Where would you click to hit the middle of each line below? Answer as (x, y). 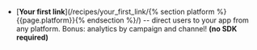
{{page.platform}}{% (51, 20)
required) (32, 37)
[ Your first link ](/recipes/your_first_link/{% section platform (115, 12)
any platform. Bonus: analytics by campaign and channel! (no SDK (126, 29)
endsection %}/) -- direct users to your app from (168, 20)
